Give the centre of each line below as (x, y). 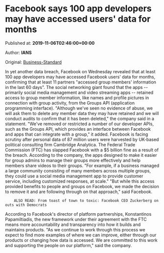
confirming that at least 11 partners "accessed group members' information (81, 82)
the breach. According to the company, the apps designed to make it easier (81, 155)
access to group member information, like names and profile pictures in (77, 98)
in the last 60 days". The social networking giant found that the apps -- (77, 87)
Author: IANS (18, 53)
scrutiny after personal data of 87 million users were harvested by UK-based (82, 139)
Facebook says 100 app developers (78, 9)
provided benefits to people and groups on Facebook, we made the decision (82, 186)
